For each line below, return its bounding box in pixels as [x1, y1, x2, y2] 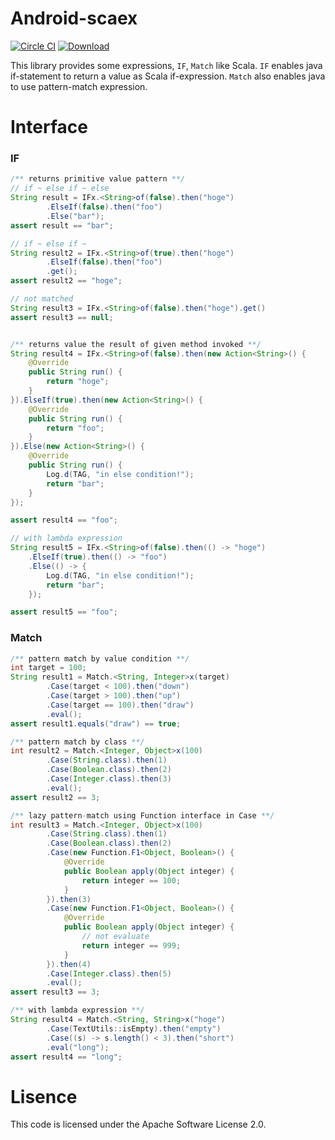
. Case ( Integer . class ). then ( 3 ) [46, 774, 172, 784]
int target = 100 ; [10, 663, 87, 673]
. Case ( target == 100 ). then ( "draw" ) [46, 700, 195, 710]
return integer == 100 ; [81, 875, 182, 886]
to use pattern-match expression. [10, 80, 148, 92]
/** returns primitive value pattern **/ [10, 174, 186, 184]
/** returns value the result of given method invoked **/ [10, 339, 262, 349]
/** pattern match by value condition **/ [10, 653, 190, 664]
